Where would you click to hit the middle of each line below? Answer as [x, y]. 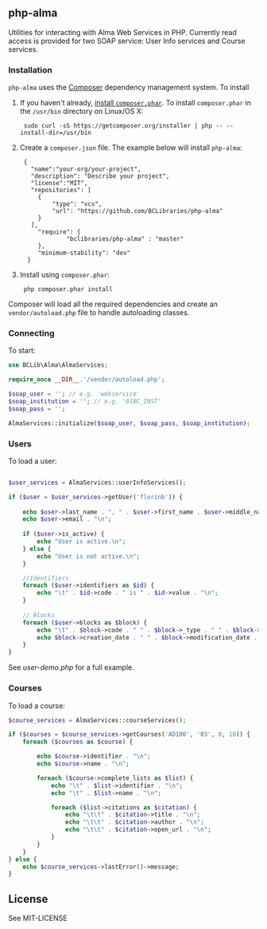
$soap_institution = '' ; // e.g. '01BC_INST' [85, 402]
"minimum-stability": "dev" [84, 253]
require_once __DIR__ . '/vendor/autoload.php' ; [87, 380]
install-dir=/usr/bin [55, 133]
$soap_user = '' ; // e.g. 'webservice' [74, 394]
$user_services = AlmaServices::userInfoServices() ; [97, 482]
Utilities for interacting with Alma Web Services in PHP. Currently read [122, 32]
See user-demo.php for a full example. [71, 667]
